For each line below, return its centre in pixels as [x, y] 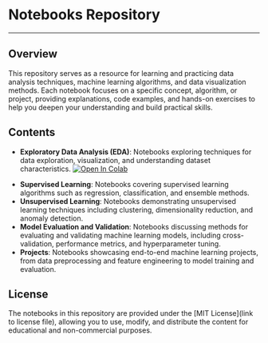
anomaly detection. [51, 218]
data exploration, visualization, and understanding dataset [115, 160]
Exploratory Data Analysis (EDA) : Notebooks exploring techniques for [136, 152]
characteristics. [45, 169]
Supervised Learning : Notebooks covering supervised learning [124, 184]
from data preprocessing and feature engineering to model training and [137, 261]
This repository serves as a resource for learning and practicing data [121, 73]
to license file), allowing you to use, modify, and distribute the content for [128, 322]
